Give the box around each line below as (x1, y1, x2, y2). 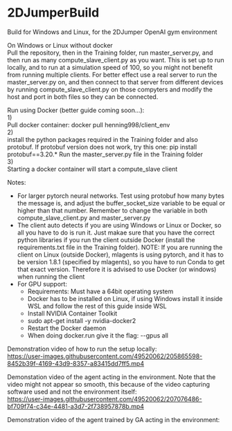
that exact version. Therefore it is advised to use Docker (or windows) (17, 265, 217, 273)
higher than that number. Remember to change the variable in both (17, 206, 208, 214)
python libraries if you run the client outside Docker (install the (17, 235, 195, 244)
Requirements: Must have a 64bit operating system (27, 287, 174, 295)
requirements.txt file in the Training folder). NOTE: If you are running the (17, 243, 223, 251)
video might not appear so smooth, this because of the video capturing (7, 380, 210, 388)
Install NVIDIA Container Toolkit (27, 309, 118, 318)
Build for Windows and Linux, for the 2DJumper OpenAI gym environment (7, 28, 217, 36)
